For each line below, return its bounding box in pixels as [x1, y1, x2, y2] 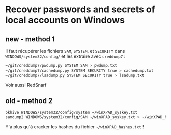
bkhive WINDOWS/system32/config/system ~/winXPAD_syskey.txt [5, 110, 138, 115]
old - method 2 [5, 96, 53, 105]
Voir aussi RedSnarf [5, 82, 47, 88]
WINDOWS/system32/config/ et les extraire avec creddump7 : [5, 53, 126, 59]
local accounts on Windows [5, 14, 125, 26]
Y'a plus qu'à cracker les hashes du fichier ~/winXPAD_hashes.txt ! [5, 124, 144, 130]
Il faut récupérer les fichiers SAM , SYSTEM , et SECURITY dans [5, 48, 125, 54]
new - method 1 [5, 35, 55, 43]
